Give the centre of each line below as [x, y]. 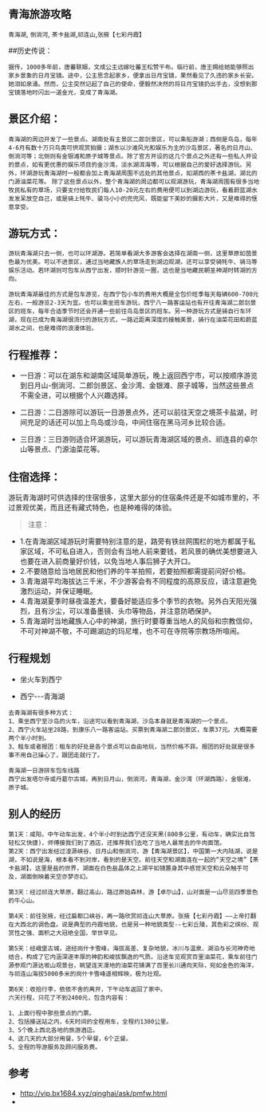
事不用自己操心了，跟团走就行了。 [56, 755]
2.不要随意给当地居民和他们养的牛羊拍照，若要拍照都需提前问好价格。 [135, 572]
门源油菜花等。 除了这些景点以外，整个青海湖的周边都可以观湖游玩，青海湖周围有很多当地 [134, 182]
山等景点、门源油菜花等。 [62, 450]
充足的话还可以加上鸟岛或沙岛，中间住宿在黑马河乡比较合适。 [128, 422]
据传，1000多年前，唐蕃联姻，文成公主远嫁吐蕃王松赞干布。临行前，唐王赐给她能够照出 [131, 67]
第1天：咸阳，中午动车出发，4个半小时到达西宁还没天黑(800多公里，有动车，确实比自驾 [132, 834]
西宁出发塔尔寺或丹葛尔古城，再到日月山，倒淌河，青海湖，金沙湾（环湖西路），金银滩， [132, 779]
